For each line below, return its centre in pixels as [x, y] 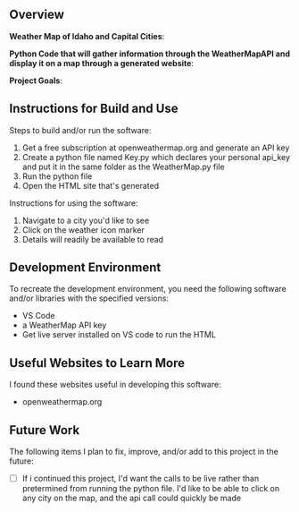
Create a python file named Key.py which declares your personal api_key [156, 157]
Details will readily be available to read [92, 239]
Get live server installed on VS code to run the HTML [119, 335]
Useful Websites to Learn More [97, 363]
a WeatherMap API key [64, 325]
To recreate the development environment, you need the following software [148, 289]
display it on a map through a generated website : [102, 63]
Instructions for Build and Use [94, 109]
